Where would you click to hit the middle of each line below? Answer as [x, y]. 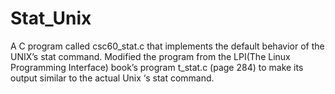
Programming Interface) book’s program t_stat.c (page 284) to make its [157, 67]
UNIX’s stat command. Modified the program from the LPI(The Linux [150, 56]
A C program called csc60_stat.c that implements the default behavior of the [167, 46]
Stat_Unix [51, 18]
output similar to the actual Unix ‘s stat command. [112, 78]
